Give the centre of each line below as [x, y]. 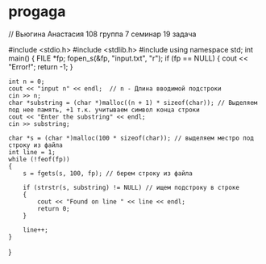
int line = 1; [32, 152]
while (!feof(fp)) [39, 159]
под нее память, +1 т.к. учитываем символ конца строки [104, 110]
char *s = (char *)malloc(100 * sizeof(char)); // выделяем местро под [131, 138]
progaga [37, 12]
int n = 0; [27, 82]
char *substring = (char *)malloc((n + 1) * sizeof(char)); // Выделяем [133, 103]
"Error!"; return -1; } [41, 66]
